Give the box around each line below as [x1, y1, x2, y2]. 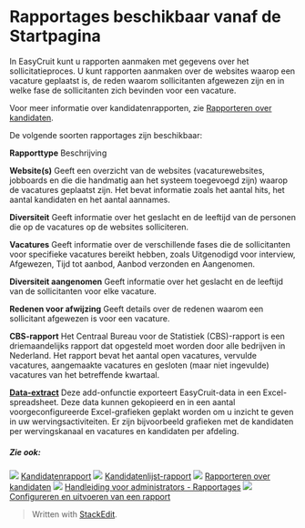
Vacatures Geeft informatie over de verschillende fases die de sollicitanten [9, 239, 291, 249]
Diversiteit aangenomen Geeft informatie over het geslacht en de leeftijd [9, 276, 284, 287]
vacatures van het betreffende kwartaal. [9, 369, 160, 380]
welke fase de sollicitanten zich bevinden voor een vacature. [9, 85, 237, 96]
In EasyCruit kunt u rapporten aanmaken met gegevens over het [9, 56, 249, 66]
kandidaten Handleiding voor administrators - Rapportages [9, 481, 241, 492]
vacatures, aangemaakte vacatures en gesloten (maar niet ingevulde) [9, 360, 270, 371]
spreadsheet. [9, 396, 59, 407]
